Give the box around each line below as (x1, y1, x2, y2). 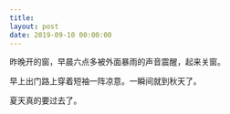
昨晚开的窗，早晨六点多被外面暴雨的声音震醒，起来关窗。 (9, 57, 225, 67)
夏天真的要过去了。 (9, 95, 82, 106)
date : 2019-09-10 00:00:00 (9, 30, 112, 39)
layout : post (9, 22, 59, 31)
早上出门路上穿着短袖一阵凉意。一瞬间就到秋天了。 (9, 76, 202, 87)
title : (9, 13, 35, 23)
